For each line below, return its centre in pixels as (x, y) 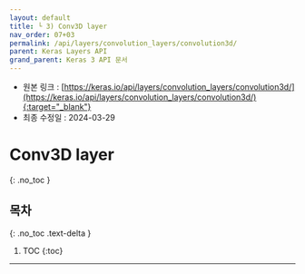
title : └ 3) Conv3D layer (58, 26)
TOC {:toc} (43, 250)
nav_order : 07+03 (42, 34)
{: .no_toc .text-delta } (50, 233)
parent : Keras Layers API (58, 52)
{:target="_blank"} (57, 107)
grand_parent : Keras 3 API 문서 (69, 60)
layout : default (40, 18)
